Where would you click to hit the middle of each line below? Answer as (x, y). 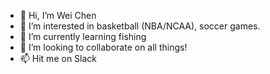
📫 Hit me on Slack (58, 58)
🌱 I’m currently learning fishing (83, 36)
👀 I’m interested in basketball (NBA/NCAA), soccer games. (140, 26)
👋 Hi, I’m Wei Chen (58, 15)
